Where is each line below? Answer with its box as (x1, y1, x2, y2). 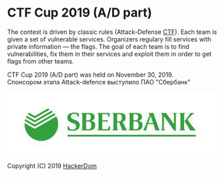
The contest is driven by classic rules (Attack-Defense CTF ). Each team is (7, 28, 218, 36)
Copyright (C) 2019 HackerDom (7, 161, 97, 170)
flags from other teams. (7, 57, 75, 65)
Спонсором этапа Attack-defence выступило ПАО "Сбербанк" (7, 77, 191, 86)
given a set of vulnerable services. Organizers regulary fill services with (7, 35, 212, 43)
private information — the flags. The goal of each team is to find (7, 42, 190, 50)
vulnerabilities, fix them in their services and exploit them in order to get (7, 50, 212, 58)
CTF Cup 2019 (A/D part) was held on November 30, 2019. (7, 71, 174, 79)
